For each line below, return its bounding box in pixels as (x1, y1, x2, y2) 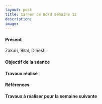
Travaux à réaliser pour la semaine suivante (5, 93, 98, 99)
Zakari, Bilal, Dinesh (5, 48, 46, 54)
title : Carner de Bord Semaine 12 (5, 12, 77, 17)
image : (5, 21, 19, 26)
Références (5, 82, 30, 88)
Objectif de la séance (5, 59, 50, 65)
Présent (5, 36, 22, 42)
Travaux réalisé (5, 70, 38, 76)
